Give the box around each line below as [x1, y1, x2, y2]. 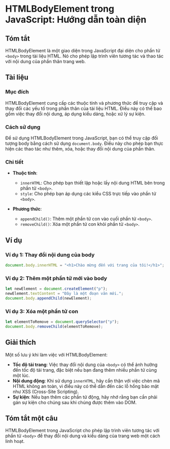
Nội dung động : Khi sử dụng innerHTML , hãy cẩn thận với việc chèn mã [12, 377, 160, 384]
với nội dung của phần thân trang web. [5, 58, 86, 64]
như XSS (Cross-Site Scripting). [12, 388, 79, 395]
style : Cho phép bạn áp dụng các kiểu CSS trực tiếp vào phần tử [20, 191, 156, 197]
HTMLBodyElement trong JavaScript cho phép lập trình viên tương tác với [5, 428, 160, 434]
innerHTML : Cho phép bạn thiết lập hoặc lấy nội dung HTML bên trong [20, 180, 165, 186]
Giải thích [5, 338, 37, 347]
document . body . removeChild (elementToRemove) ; [5, 324, 103, 329]
